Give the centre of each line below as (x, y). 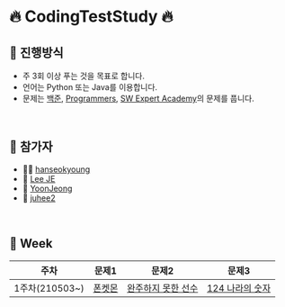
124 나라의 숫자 (239, 288)
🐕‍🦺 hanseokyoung (56, 169)
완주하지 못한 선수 (163, 288)
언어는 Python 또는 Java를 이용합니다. (90, 87)
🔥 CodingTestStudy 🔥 (91, 17)
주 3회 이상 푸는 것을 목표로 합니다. (84, 76)
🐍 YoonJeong (47, 188)
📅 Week (31, 244)
